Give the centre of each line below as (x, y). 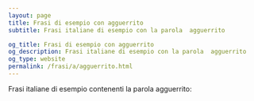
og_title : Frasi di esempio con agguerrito (81, 44)
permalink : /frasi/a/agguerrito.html (71, 67)
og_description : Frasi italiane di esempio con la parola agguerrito (127, 52)
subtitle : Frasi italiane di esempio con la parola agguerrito (117, 30)
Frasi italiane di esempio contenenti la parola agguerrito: (100, 88)
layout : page (30, 15)
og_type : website (37, 59)
